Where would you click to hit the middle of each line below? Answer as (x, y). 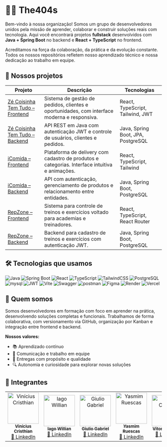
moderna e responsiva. (71, 117)
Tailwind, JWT (136, 114)
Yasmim (131, 426)
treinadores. (58, 224)
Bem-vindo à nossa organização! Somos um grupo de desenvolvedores (79, 24)
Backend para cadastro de (75, 233)
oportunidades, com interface (79, 111)
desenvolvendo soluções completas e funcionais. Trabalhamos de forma (80, 316)
